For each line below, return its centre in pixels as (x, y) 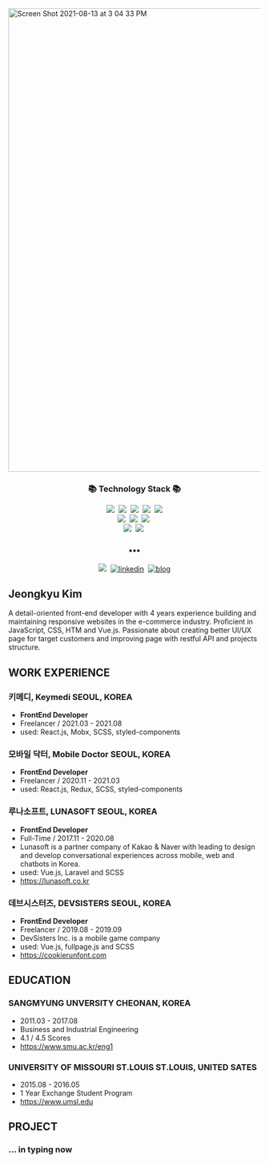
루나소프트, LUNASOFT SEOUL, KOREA (83, 811)
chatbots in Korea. (50, 864)
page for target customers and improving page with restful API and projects (133, 639)
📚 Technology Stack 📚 (134, 489)
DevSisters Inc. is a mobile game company (90, 937)
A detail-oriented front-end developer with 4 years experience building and (132, 613)
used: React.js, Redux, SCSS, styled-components (101, 789)
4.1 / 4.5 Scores (45, 1038)
